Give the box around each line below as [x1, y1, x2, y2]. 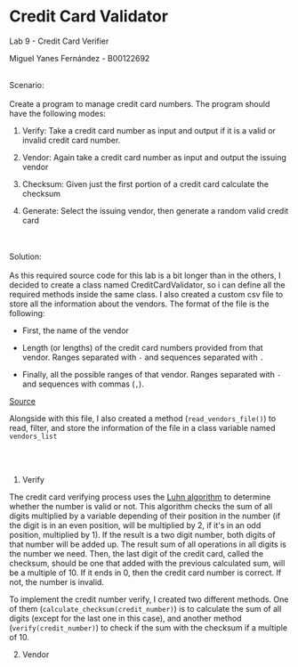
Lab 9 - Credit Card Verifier [9, 36, 109, 46]
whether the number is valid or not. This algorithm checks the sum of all [9, 500, 273, 511]
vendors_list [9, 432, 58, 441]
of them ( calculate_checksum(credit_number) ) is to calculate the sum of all [9, 603, 282, 614]
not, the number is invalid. [9, 576, 105, 587]
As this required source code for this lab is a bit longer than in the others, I [9, 270, 281, 281]
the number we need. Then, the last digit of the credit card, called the [9, 548, 264, 558]
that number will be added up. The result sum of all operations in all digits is [9, 539, 286, 549]
